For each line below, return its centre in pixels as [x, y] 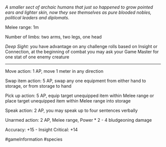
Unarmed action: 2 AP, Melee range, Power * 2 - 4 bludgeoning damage [79, 120]
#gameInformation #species [34, 139]
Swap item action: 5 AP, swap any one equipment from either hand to [76, 81]
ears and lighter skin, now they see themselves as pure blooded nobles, [78, 12]
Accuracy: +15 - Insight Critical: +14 [41, 130]
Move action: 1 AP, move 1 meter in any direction [54, 71]
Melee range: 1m [22, 27]
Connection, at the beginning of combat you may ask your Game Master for [82, 52]
